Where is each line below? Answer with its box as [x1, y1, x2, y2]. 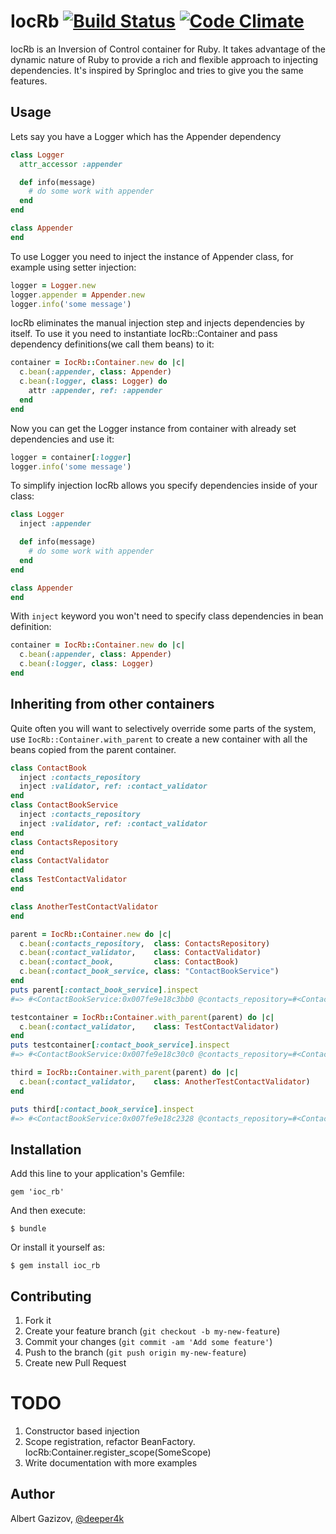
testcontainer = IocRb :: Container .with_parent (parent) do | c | [10, 1012, 275, 1022]
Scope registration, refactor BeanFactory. [24, 1436, 196, 1447]
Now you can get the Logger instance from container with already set [10, 422, 297, 434]
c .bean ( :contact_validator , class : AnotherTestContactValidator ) [19, 1076, 311, 1087]
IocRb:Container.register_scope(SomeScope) [24, 1446, 212, 1458]
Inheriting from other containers [10, 696, 215, 713]
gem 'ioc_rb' [10, 1187, 65, 1197]
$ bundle [10, 1224, 47, 1234]
